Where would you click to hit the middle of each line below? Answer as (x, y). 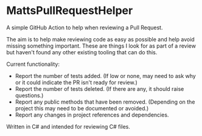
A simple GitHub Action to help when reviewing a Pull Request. (85, 27)
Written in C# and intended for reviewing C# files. (68, 126)
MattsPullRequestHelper (70, 11)
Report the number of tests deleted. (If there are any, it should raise (99, 88)
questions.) (29, 95)
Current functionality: (33, 64)
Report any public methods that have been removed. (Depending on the (105, 102)
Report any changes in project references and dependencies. (92, 115)
